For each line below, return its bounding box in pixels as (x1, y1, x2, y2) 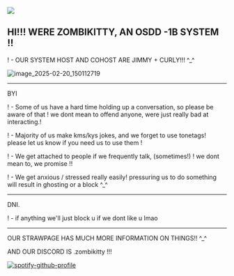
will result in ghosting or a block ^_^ (7, 180, 108, 188)
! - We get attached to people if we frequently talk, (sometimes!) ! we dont (7, 152, 219, 160)
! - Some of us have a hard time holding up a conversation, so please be (7, 102, 214, 111)
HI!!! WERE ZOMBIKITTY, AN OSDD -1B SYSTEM (7, 26, 219, 38)
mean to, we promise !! (7, 159, 73, 167)
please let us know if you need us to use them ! (7, 138, 143, 146)
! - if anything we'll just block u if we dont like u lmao (7, 213, 158, 222)
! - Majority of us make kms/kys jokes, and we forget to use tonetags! (7, 131, 207, 139)
